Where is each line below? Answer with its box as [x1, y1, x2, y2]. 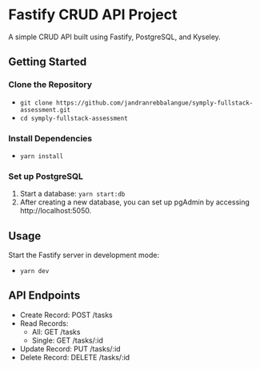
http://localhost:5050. [19, 206, 92, 216]
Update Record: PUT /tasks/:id [19, 343, 122, 353]
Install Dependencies [8, 133, 93, 144]
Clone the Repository [8, 79, 93, 90]
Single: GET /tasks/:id [31, 335, 104, 345]
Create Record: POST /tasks [19, 310, 114, 319]
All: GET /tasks [31, 327, 81, 336]
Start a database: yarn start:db [19, 189, 126, 199]
